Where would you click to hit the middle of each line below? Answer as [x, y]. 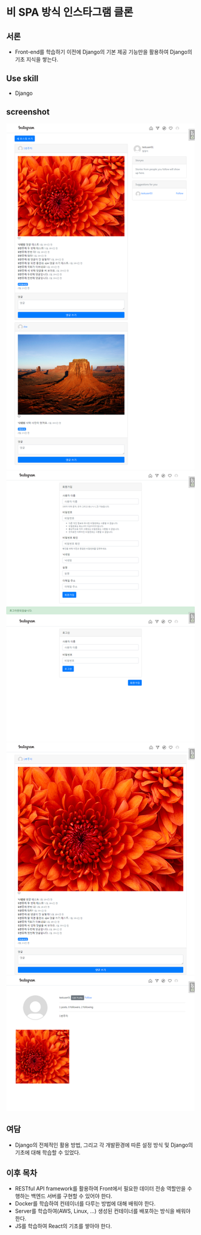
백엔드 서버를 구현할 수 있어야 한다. [71, 1196]
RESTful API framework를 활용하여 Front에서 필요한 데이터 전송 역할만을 [100, 1189]
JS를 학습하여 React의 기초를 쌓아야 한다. [63, 1226]
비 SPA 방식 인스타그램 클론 [70, 12]
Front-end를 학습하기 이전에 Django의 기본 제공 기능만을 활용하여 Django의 [103, 52]
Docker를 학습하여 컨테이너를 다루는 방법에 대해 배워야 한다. [85, 1204]
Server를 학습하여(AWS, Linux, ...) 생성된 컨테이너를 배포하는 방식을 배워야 [103, 1211]
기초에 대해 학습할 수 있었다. [48, 1152]
